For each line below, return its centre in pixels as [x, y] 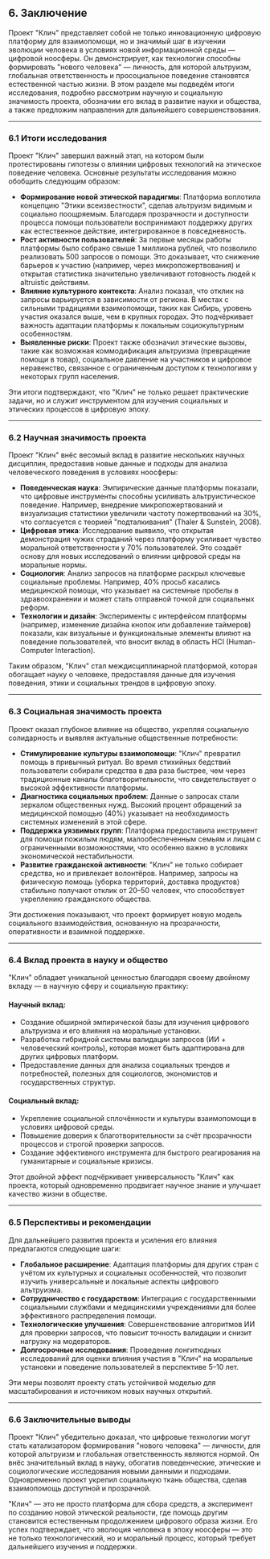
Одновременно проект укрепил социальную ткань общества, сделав [128, 1480]
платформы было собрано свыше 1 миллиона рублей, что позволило [138, 248]
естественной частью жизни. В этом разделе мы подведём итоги [121, 84]
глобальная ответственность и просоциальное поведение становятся [129, 75]
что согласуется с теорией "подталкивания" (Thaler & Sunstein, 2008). [141, 522]
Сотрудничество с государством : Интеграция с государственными [138, 1298]
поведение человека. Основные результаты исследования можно [123, 173]
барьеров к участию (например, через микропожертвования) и [130, 266]
